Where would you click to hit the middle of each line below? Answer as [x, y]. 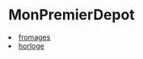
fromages [35, 37]
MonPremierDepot [71, 15]
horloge [32, 45]
